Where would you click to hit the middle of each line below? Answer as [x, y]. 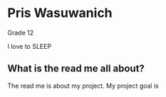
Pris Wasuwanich [60, 13]
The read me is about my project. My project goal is [83, 86]
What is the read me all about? [76, 69]
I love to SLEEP [30, 46]
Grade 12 [21, 33]
